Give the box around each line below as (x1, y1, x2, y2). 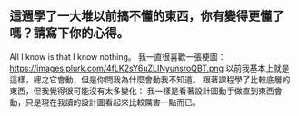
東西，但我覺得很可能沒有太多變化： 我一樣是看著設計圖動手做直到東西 (9, 85, 274, 96)
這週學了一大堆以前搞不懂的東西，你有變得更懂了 (9, 8, 284, 24)
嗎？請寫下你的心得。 (9, 25, 129, 41)
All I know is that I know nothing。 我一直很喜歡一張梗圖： (9, 51, 226, 62)
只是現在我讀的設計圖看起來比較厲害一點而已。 (25, 96, 201, 107)
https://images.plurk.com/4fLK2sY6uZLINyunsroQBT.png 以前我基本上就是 (9, 63, 290, 73)
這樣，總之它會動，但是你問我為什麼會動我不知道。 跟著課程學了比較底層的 (9, 73, 291, 84)
